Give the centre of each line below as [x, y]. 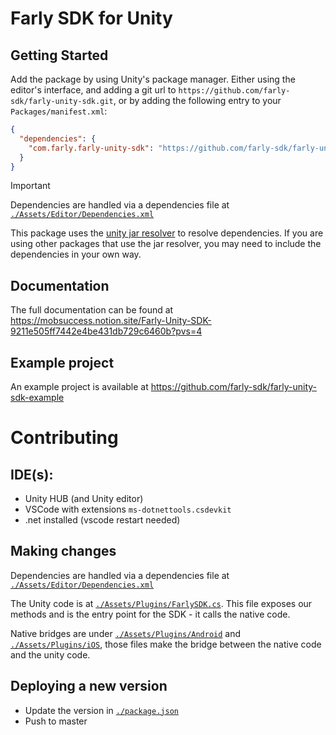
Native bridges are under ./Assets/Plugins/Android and [126, 633]
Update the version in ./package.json [101, 710]
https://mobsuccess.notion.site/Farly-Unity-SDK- [111, 321]
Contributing [64, 438]
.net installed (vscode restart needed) [102, 520]
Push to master [56, 721]
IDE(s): [32, 474]
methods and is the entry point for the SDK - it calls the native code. [150, 614]
